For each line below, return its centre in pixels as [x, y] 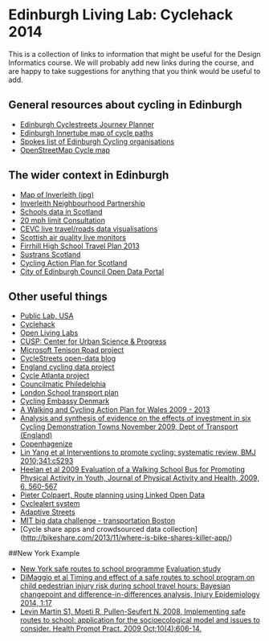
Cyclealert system [50, 504]
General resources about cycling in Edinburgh [125, 105]
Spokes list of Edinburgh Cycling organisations [97, 141]
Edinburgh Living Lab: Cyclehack [120, 15]
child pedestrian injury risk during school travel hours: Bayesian [125, 586]
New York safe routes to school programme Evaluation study [120, 569]
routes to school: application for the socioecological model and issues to [140, 620]
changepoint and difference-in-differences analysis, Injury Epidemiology [140, 594]
